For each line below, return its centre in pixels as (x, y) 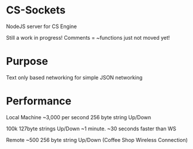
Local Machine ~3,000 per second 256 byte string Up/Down (79, 117)
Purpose (27, 61)
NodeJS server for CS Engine (42, 26)
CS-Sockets (36, 10)
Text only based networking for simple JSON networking (74, 77)
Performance (39, 101)
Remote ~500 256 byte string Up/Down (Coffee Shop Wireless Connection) (97, 140)
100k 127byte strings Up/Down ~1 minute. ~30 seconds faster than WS (91, 129)
